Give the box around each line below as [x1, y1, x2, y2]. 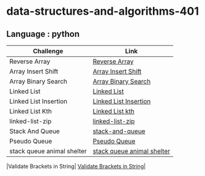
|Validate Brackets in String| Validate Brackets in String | [6, 163, 146, 170]
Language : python [6, 29, 80, 39]
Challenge [32, 47, 64, 55]
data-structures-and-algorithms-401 [6, 4, 199, 18]
